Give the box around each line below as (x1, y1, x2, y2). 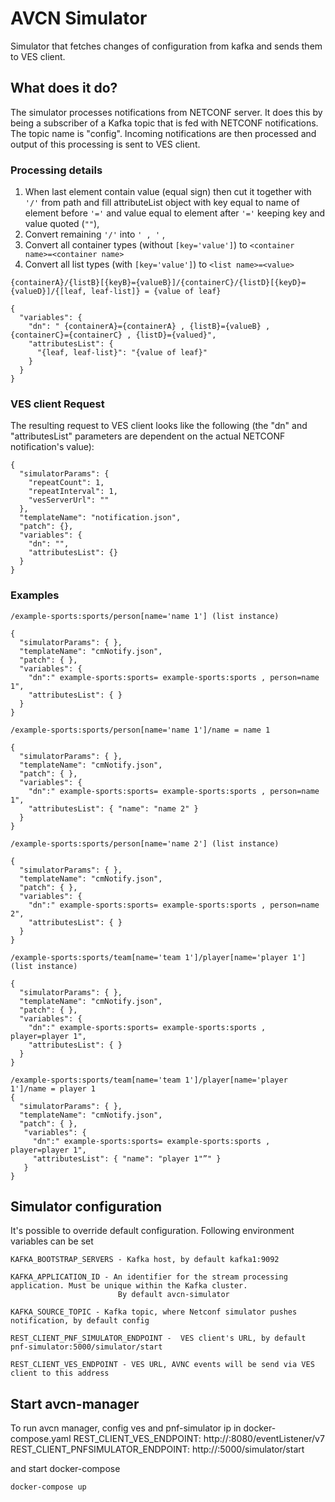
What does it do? (10, 80, 118, 97)
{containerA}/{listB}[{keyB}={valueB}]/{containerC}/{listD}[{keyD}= (10, 278, 307, 288)
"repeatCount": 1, (28, 478, 105, 488)
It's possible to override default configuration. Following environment (10, 1225, 295, 1237)
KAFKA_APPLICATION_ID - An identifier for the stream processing (10, 1272, 288, 1282)
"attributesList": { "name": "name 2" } (28, 803, 199, 814)
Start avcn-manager (10, 1395, 140, 1412)
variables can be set (10, 1235, 94, 1247)
